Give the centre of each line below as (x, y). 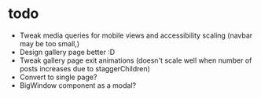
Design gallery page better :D (67, 52)
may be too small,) (50, 43)
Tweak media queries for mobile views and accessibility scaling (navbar (136, 35)
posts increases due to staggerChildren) (85, 68)
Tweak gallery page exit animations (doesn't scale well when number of (136, 60)
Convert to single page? (58, 77)
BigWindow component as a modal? (77, 85)
